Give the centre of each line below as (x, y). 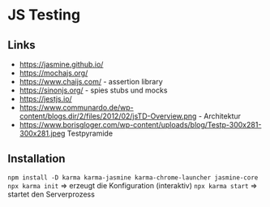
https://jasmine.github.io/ (61, 64)
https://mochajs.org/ (54, 73)
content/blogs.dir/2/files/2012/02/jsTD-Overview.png (108, 116)
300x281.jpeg (42, 133)
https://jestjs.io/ (45, 99)
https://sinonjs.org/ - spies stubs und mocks (93, 90)
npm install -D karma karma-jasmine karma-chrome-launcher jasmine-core (133, 177)
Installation (36, 159)
